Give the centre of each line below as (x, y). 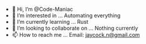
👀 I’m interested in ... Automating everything (66, 15)
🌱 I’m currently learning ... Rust (50, 22)
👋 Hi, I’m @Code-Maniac (42, 9)
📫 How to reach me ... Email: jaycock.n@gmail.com (76, 35)
